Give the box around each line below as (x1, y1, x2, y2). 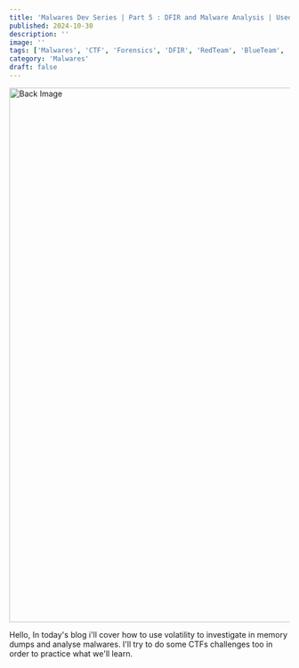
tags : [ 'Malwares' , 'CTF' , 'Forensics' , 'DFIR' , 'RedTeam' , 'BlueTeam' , (9, 46, 285, 55)
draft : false (9, 63, 58, 72)
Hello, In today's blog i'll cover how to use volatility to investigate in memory (9, 629, 287, 639)
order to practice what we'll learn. (9, 648, 133, 659)
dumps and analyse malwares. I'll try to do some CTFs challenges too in (9, 639, 273, 649)
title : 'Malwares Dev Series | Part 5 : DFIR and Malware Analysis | (9, 12, 273, 22)
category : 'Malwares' (9, 54, 90, 63)
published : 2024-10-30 (9, 21, 93, 30)
